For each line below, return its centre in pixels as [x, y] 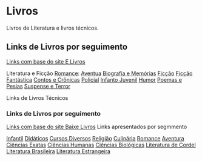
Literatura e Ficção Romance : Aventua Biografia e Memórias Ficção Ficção [99, 73]
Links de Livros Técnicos [37, 97]
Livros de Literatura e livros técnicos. [52, 28]
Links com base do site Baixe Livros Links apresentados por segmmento [97, 127]
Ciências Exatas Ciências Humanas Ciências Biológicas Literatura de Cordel [101, 145]
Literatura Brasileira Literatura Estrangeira [59, 151]
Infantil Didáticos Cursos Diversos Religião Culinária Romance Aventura [95, 139]
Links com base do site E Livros [46, 61]
